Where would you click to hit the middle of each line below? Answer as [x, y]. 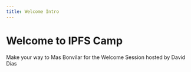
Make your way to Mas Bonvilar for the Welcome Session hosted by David [96, 57]
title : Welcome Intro [33, 12]
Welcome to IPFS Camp [64, 40]
